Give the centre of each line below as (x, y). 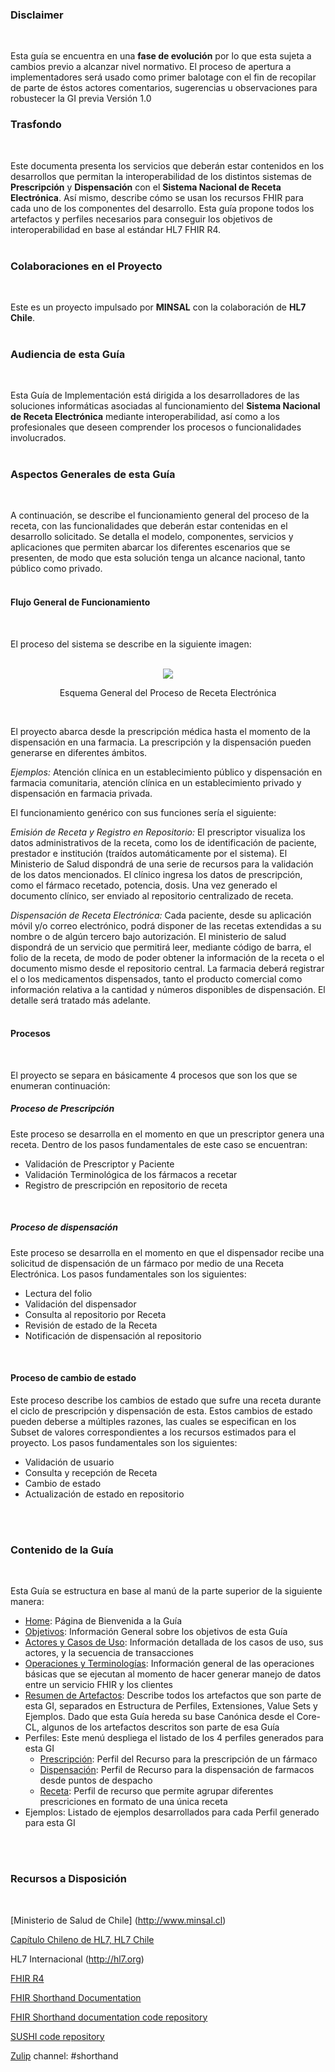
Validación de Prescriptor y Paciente (99, 1164)
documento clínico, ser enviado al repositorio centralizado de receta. (152, 895)
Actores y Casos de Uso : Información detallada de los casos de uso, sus (174, 1642)
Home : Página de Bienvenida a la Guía (103, 1621)
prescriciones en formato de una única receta (133, 1802)
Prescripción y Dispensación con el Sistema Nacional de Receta (146, 187)
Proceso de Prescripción (62, 1109)
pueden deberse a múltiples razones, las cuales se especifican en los (153, 1422)
